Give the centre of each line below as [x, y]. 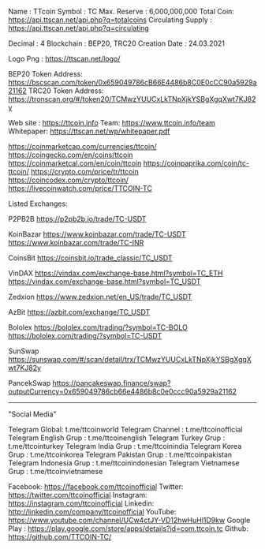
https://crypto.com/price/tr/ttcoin [85, 172]
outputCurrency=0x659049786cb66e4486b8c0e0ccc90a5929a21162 [123, 391]
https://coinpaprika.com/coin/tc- [196, 163]
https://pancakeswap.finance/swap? [112, 383]
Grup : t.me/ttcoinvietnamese [56, 471]
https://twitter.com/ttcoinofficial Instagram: [78, 495]
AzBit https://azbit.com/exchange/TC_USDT [79, 312]
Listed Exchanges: [38, 204]
